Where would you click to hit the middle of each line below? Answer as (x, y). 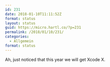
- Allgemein (22, 41)
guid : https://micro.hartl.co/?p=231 (43, 28)
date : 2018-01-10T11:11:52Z (33, 14)
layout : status (20, 23)
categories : (17, 37)
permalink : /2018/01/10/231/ (34, 32)
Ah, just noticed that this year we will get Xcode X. (55, 59)
